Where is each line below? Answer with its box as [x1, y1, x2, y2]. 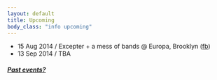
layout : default [7, 10, 55, 17]
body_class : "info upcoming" [7, 23, 92, 30]
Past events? [7, 65, 46, 74]
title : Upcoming [7, 17, 55, 24]
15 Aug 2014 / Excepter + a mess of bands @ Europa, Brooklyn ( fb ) [17, 42, 211, 51]
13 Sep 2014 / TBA [17, 49, 71, 58]
